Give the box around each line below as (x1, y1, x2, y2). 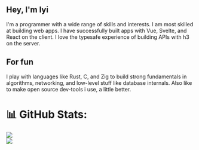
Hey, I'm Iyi (6, 5, 49, 15)
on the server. (6, 39, 41, 47)
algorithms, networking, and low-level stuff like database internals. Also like (6, 79, 192, 86)
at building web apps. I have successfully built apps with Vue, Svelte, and (6, 27, 187, 34)
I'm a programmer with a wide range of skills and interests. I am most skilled (6, 20, 194, 27)
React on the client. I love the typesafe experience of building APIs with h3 (6, 33, 189, 41)
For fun (6, 57, 34, 68)
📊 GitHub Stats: (6, 108, 88, 121)
